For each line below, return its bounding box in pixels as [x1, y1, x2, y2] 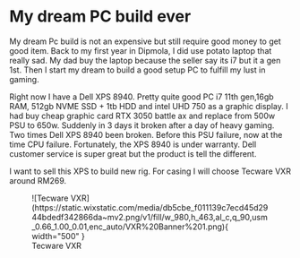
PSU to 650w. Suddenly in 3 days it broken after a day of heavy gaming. [9, 119, 275, 131]
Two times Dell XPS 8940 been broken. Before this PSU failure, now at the [9, 129, 283, 140]
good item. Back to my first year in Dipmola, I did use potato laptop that [9, 45, 272, 56]
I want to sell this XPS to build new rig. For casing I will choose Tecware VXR [9, 166, 291, 176]
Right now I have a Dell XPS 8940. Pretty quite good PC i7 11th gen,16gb [9, 91, 275, 102]
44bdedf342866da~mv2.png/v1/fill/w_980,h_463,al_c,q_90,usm [31, 211, 269, 222]
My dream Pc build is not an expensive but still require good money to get [9, 36, 282, 47]
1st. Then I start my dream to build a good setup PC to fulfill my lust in [9, 64, 266, 75]
